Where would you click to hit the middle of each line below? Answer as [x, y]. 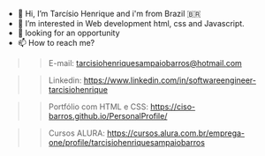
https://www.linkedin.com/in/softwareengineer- [170, 80]
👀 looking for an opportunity [69, 33]
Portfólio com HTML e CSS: [98, 107]
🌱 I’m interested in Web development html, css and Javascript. [131, 23]
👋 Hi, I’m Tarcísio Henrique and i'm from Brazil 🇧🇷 [109, 14]
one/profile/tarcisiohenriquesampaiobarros [127, 142]
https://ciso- [173, 107]
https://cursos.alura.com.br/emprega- [176, 133]
